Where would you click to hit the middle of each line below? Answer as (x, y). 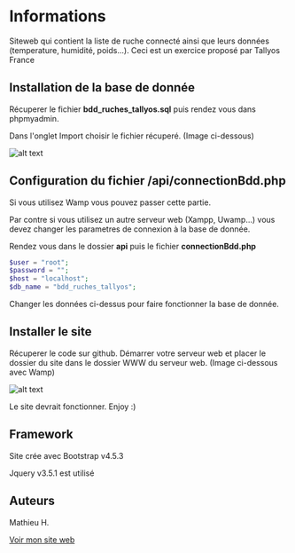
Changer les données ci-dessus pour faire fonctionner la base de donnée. (144, 304)
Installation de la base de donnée (102, 87)
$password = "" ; (39, 271)
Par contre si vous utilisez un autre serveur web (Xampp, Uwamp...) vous (142, 219)
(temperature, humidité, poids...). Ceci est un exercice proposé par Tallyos (145, 50)
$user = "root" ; (39, 262)
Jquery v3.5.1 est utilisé (52, 473)
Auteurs (32, 501)
